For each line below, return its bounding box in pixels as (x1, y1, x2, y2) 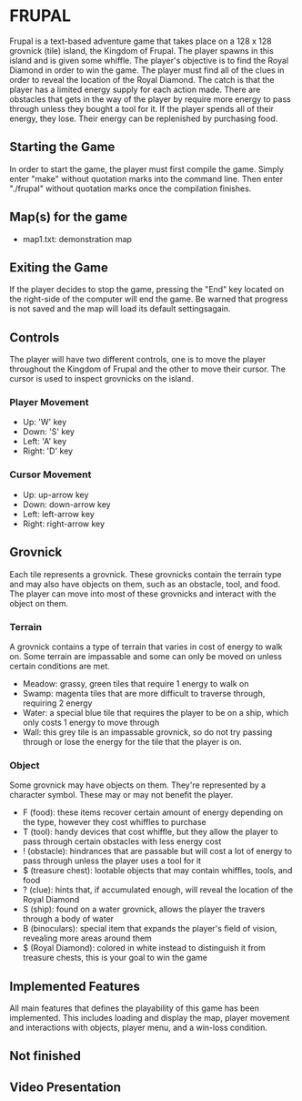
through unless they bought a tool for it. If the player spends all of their (9, 103, 275, 114)
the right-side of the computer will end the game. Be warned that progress (9, 293, 288, 305)
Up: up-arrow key (22, 489, 89, 500)
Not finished (9, 1048, 82, 1064)
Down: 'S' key (22, 426, 75, 437)
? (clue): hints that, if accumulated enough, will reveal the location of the (22, 884, 294, 895)
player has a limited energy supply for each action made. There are (9, 84, 261, 95)
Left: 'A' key (22, 436, 67, 447)
